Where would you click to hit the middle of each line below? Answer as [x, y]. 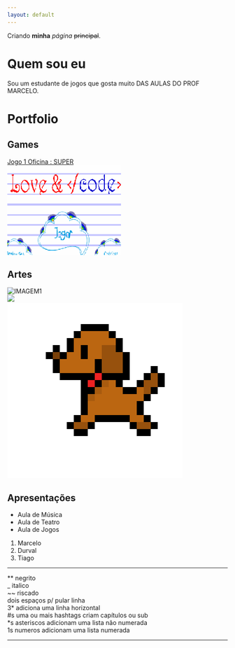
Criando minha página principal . [54, 36]
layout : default [31, 15]
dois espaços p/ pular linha [46, 600]
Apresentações [42, 498]
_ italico [18, 586]
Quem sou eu [47, 64]
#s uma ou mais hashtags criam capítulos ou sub [78, 615]
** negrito [22, 578]
